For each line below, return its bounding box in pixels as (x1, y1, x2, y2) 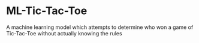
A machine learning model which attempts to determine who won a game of (6, 24, 194, 31)
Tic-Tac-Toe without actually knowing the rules (6, 29, 122, 37)
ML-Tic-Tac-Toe (6, 4, 88, 18)
